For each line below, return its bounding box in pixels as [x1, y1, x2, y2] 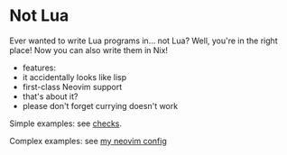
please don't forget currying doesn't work [22, 100, 179, 111]
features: [22, 62, 57, 73]
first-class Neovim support [22, 81, 123, 92]
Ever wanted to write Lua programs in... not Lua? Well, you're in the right [9, 35, 278, 46]
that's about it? [22, 91, 79, 102]
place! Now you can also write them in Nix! [9, 44, 169, 55]
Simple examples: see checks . [9, 118, 123, 129]
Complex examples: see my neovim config [9, 135, 167, 146]
